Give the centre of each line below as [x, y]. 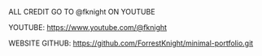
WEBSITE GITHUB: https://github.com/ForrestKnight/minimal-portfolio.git [131, 43]
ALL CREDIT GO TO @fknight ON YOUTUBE [82, 12]
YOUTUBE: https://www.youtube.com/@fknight [88, 27]
